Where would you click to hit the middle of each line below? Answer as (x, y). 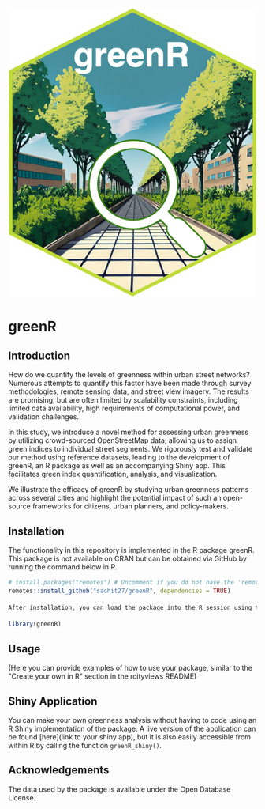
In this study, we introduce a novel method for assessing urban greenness (129, 432)
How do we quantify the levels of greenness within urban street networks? (129, 375)
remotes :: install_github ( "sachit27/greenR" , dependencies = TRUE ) (119, 591)
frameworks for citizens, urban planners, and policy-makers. (131, 506)
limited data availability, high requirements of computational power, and (124, 408)
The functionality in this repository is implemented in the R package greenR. (131, 550)
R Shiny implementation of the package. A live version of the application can (132, 728)
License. (22, 797)
